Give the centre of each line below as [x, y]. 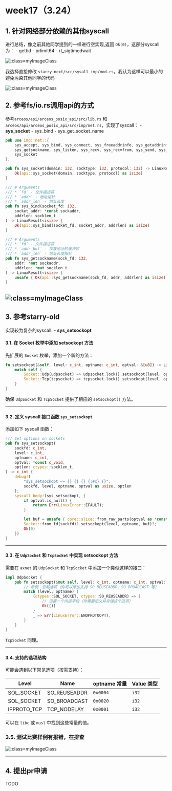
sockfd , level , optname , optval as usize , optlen [78, 486]
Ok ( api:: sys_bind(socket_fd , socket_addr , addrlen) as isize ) [82, 225]
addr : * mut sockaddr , [37, 263]
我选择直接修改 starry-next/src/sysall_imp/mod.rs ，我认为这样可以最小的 [84, 71]
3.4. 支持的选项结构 [26, 657]
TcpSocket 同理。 [23, 640]
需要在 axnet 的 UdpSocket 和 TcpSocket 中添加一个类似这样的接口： [76, 568]
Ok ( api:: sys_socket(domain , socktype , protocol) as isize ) [79, 174]
